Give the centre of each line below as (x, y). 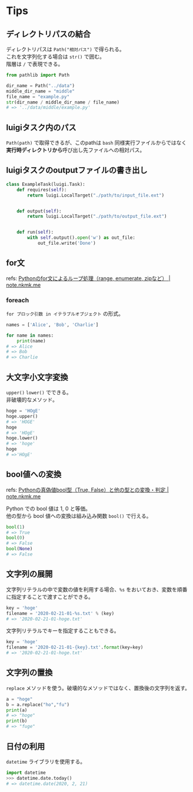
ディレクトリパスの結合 (49, 34)
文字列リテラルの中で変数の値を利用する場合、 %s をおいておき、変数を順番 (97, 589)
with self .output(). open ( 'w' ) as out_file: (81, 238)
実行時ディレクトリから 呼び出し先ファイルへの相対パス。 (76, 150)
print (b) (17, 721)
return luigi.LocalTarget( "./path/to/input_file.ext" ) (96, 195)
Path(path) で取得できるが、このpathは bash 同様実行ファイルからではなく (96, 143)
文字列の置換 (29, 673)
